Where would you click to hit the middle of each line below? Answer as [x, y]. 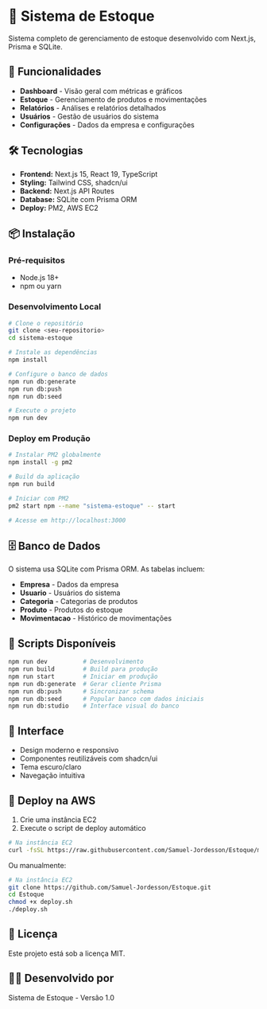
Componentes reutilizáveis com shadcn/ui [89, 758]
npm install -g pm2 [41, 462]
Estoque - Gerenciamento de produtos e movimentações [113, 99]
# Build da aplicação [44, 477]
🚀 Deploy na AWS [52, 800]
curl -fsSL [26, 850]
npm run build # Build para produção [83, 669]
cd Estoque [26, 894]
